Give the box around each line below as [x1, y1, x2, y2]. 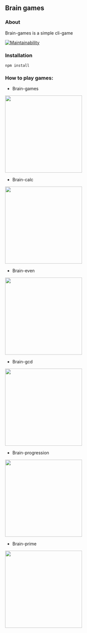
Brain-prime [12, 541, 37, 547]
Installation [5, 52, 33, 59]
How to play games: [5, 74, 54, 81]
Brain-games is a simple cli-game [5, 30, 73, 36]
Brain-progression [12, 450, 49, 456]
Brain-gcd [12, 359, 33, 365]
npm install [5, 63, 29, 68]
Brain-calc [12, 177, 33, 183]
